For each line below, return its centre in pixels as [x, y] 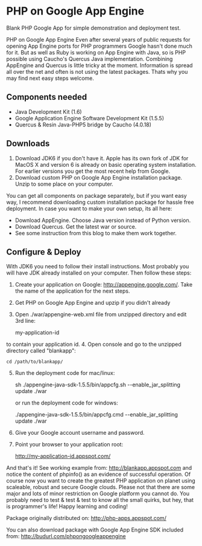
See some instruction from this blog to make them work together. [96, 233]
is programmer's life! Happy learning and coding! [67, 507]
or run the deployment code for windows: [67, 403]
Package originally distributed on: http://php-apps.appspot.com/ [87, 518]
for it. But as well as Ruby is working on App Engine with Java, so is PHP [96, 52]
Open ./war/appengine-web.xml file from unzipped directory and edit [101, 314]
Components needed [47, 97]
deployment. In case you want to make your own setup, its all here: [89, 208]
